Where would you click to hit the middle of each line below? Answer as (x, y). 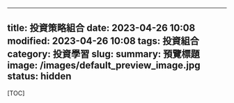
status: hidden (39, 76)
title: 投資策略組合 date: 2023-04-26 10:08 (101, 28)
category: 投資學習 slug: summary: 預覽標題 (104, 54)
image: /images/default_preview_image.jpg (104, 66)
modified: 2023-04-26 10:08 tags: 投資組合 (103, 41)
